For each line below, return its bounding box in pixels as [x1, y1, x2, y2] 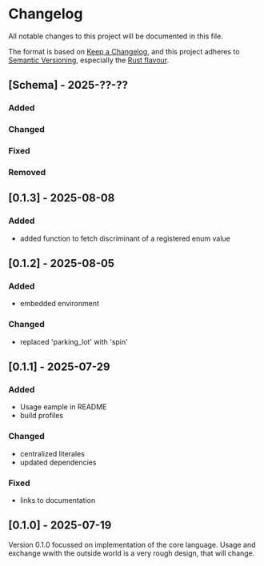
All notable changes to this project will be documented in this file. [8, 31, 224, 41]
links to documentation [19, 495, 96, 504]
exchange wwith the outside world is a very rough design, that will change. [8, 548, 255, 558]
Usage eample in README [19, 402, 107, 412]
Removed [8, 167, 46, 178]
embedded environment [19, 299, 100, 309]
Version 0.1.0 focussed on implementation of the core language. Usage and [8, 540, 256, 549]
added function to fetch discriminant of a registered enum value [19, 233, 230, 243]
